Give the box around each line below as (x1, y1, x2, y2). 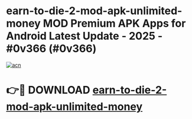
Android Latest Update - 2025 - (6, 30, 163, 43)
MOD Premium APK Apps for (43, 17, 186, 30)
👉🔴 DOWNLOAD (6, 83, 90, 97)
